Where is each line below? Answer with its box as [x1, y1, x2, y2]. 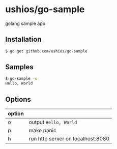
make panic [28, 127, 57, 134]
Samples [5, 63, 34, 72]
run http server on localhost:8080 [28, 135, 110, 142]
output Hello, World [28, 118, 77, 126]
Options [5, 95, 32, 104]
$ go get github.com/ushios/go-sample [5, 48, 87, 54]
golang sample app [5, 20, 46, 26]
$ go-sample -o [5, 76, 38, 81]
